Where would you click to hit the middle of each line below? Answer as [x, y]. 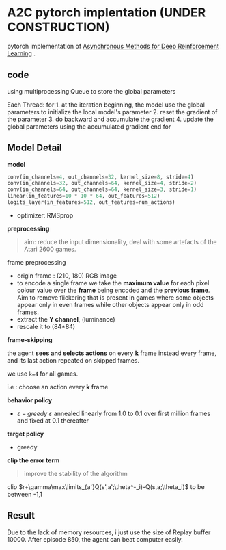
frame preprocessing [37, 262]
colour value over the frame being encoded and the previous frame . [113, 290]
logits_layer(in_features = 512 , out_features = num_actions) [91, 202]
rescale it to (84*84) [46, 326]
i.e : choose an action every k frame [58, 387]
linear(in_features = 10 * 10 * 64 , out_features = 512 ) [84, 196]
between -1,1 [25, 494]
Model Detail [34, 148]
